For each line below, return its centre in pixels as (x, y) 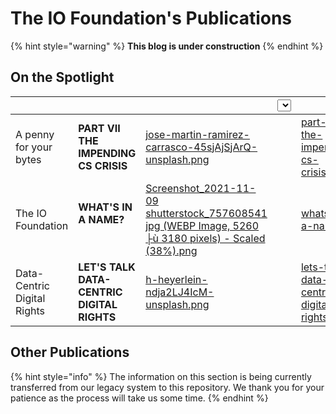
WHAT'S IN (105, 207)
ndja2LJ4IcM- (180, 292)
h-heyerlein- (176, 279)
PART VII (99, 128)
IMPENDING (107, 153)
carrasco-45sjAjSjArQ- (201, 147)
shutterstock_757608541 (206, 213)
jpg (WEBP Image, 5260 (202, 225)
